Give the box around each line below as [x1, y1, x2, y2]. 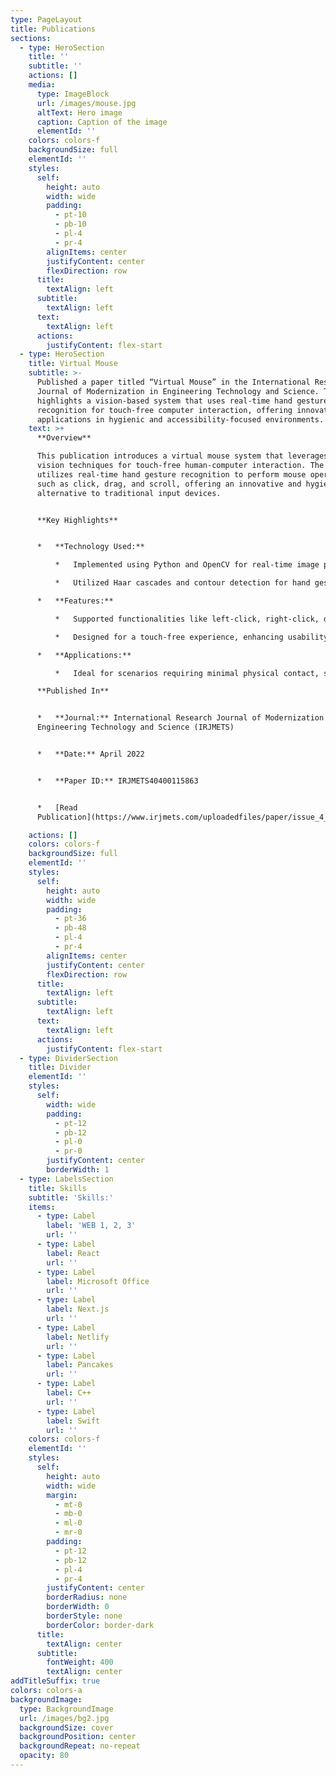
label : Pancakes [46, 1360, 114, 1370]
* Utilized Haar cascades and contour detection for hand [54, 578, 311, 588]
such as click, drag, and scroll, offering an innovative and [36, 479, 302, 489]
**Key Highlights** [36, 515, 118, 525]
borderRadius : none [46, 1592, 128, 1603]
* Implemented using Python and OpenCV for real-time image [54, 560, 320, 570]
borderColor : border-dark [46, 1620, 155, 1630]
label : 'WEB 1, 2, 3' [46, 1221, 137, 1231]
